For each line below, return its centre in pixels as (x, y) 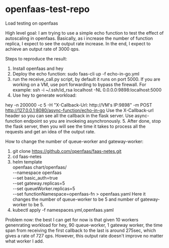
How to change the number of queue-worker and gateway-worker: (74, 141)
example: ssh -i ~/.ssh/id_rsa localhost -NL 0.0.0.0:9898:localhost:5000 (87, 90)
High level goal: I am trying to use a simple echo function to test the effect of (84, 33)
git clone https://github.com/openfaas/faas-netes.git (67, 151)
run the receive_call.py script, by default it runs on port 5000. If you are (86, 79)
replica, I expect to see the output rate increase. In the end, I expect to (78, 43)
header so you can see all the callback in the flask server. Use (69, 115)
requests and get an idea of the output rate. (50, 131)
